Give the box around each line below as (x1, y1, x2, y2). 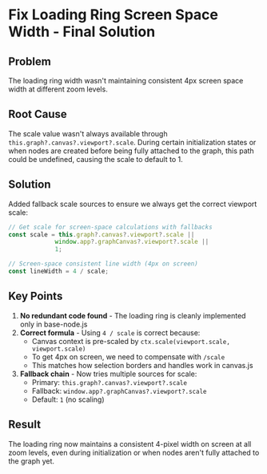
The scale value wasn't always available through (8, 128, 168, 138)
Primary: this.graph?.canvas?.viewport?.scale (31, 377, 188, 387)
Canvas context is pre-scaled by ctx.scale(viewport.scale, (31, 336, 230, 346)
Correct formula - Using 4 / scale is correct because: (19, 327, 201, 338)
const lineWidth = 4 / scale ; (8, 267, 110, 275)
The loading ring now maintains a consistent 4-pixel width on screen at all (8, 439, 252, 448)
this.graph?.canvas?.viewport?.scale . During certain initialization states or (8, 137, 257, 147)
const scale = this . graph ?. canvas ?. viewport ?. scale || (8, 230, 195, 238)
